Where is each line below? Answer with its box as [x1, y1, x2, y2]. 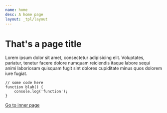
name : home [5, 7, 28, 12]
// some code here [5, 80, 43, 85]
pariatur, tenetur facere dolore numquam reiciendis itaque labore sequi [5, 60, 151, 66]
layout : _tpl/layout [5, 16, 48, 21]
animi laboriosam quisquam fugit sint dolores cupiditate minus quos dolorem [5, 65, 162, 71]
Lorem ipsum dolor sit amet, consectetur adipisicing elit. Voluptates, [5, 54, 145, 60]
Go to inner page [5, 102, 40, 108]
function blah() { [5, 84, 43, 90]
